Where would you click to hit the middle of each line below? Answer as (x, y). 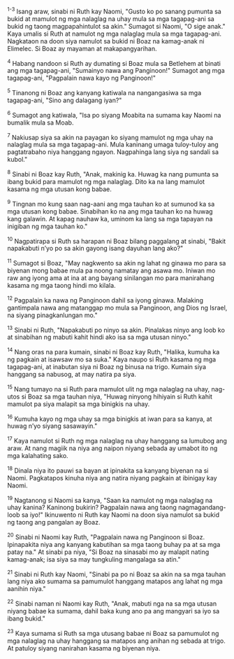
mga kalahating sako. (38, 455)
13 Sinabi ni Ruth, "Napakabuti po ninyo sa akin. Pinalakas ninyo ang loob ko (116, 329)
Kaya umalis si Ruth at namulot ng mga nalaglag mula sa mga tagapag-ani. (115, 34)
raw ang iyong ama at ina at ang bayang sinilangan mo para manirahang (111, 278)
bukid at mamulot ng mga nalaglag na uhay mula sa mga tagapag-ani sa (111, 19)
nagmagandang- (202, 508)
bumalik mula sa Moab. (41, 123)
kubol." (17, 160)
